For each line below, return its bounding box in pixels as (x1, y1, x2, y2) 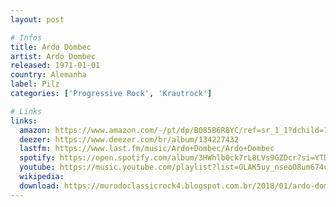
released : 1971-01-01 (10, 61, 101, 71)
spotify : (19, 153, 56, 163)
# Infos (10, 32, 43, 43)
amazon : (19, 125, 52, 135)
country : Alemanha (10, 70, 87, 80)
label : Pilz (10, 79, 60, 90)
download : (19, 181, 60, 191)
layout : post (10, 14, 65, 25)
